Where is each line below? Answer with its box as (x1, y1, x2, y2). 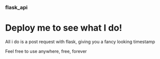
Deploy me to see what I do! (5, 22, 122, 34)
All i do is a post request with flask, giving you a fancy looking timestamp (5, 39, 155, 45)
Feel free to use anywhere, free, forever (5, 48, 87, 54)
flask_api (5, 4, 28, 11)
